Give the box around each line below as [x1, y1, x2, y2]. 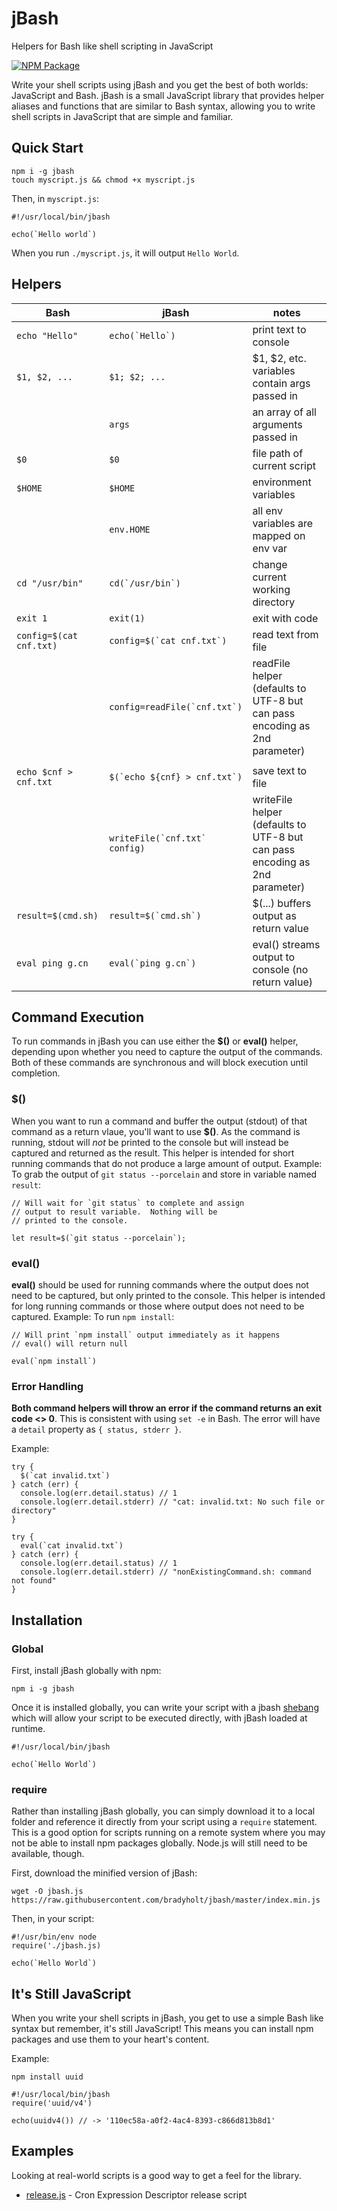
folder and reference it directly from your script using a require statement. [11, 1816, 318, 1828]
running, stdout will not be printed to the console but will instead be [11, 1136, 289, 1148]
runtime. [11, 1722, 46, 1734]
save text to [252, 763, 308, 777]
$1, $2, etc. [252, 351, 307, 365]
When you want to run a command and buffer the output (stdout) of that [11, 1115, 308, 1127]
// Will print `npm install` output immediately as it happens [11, 1330, 281, 1340]
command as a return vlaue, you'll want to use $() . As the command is [11, 1125, 301, 1137]
